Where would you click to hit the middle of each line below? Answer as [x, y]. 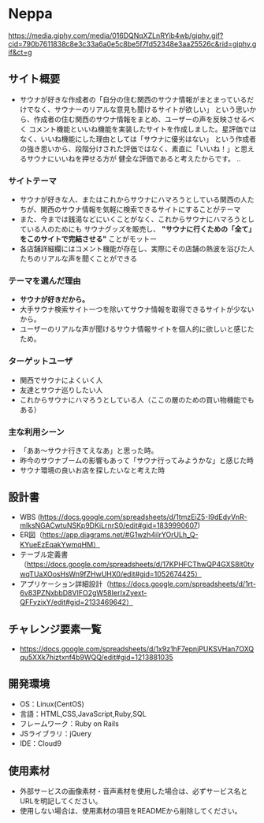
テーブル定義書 [44, 554]
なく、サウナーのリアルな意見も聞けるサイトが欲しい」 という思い [141, 109]
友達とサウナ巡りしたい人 [61, 390]
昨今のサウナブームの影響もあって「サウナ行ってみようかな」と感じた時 [136, 460]
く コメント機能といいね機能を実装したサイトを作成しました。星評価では [138, 129]
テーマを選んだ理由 [45, 280]
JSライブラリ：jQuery [56, 734]
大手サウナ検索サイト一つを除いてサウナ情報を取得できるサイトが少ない [137, 310]
